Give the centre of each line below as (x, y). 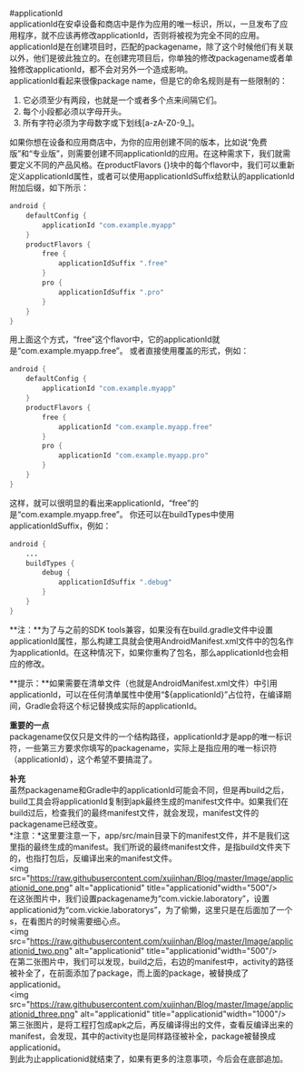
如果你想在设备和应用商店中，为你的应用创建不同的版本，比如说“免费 (138, 142)
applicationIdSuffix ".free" (113, 264)
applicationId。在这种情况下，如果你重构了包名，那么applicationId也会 (149, 652)
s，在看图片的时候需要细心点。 (67, 921)
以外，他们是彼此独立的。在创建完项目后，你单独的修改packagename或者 (147, 58)
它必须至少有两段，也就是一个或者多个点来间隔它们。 (122, 100)
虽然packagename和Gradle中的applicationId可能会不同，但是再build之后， (149, 789)
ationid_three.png (42, 1014)
